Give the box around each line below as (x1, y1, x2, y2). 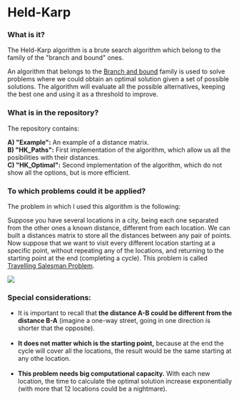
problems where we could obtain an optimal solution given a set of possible (7, 75, 230, 83)
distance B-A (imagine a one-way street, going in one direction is (17, 317, 210, 325)
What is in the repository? (7, 108, 99, 118)
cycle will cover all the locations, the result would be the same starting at (17, 347, 232, 355)
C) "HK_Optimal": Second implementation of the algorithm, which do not (7, 160, 223, 169)
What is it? (7, 30, 45, 40)
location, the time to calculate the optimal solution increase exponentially (17, 377, 233, 386)
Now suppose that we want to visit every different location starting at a (7, 239, 215, 247)
